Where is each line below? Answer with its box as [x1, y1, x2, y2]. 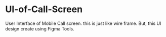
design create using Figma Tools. [5, 25, 74, 31]
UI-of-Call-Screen [5, 4, 82, 15]
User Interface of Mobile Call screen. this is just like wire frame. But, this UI [5, 20, 161, 26]
